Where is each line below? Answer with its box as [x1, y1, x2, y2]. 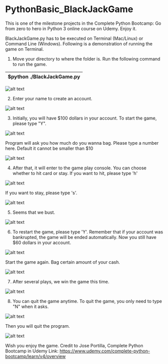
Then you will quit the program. [5, 323, 70, 329]
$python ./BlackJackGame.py [8, 73, 80, 80]
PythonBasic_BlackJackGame [5, 4, 133, 15]
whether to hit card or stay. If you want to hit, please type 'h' [12, 170, 138, 176]
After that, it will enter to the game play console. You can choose [12, 165, 147, 171]
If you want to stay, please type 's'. [5, 190, 77, 196]
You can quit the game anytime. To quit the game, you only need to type [12, 298, 162, 304]
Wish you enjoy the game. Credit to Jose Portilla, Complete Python [5, 342, 143, 348]
